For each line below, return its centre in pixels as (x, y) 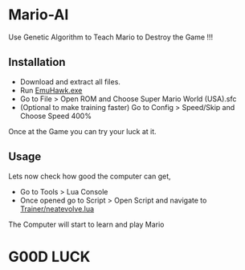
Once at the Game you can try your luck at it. (82, 131)
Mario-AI (39, 15)
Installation (37, 62)
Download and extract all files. (70, 81)
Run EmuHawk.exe (51, 90)
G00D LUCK (49, 257)
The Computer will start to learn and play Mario (86, 224)
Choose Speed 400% (56, 116)
